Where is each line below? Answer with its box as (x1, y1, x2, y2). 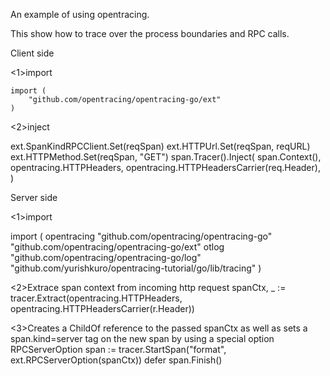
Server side (10, 192, 58, 203)
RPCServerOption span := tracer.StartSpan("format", (10, 344, 227, 355)
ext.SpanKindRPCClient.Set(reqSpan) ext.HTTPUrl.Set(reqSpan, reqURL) (10, 140, 311, 152)
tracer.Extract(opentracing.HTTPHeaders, (10, 292, 183, 304)
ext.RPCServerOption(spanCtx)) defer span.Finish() (10, 354, 223, 366)
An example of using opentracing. (10, 9, 150, 20)
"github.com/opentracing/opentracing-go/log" (10, 252, 202, 263)
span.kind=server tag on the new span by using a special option (10, 333, 275, 344)
